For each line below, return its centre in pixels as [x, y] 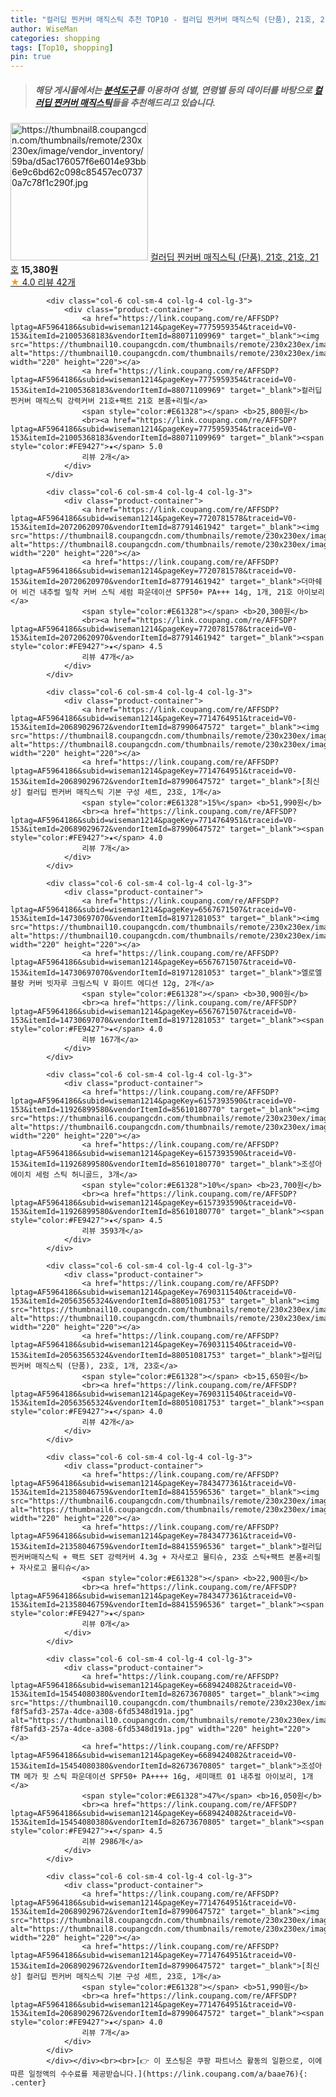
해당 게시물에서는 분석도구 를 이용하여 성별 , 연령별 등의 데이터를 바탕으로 [173, 90]
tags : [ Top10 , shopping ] [62, 47]
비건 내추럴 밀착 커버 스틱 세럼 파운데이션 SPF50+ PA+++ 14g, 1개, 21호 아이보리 [173, 592]
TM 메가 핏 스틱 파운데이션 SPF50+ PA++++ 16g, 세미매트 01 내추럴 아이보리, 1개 [162, 1777]
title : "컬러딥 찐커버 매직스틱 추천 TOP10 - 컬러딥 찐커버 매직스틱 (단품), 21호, [163, 19]
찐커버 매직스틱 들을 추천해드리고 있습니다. [135, 102]
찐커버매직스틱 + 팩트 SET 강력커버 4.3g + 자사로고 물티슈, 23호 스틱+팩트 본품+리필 [166, 1557]
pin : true [31, 57]
